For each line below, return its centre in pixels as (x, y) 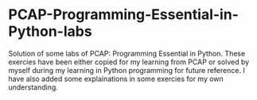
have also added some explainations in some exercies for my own (116, 79)
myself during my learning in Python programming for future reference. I (127, 70)
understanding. (33, 87)
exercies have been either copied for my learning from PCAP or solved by (129, 62)
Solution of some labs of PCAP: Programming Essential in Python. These (127, 53)
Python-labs (51, 31)
